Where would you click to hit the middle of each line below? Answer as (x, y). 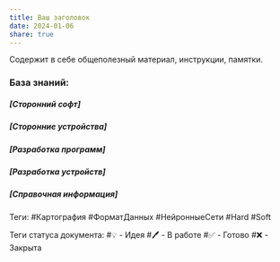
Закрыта (26, 248)
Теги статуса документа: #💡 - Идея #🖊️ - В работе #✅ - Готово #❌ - (139, 234)
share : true (31, 34)
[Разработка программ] (57, 149)
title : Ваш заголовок (50, 17)
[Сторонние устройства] (58, 127)
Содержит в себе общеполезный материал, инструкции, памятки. (136, 60)
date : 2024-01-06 (42, 26)
